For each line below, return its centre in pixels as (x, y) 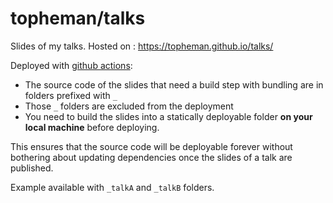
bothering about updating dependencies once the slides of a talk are (151, 157)
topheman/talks (78, 18)
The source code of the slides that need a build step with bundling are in (174, 84)
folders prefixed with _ (71, 95)
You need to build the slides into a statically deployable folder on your (168, 116)
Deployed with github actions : (71, 65)
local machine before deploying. (92, 127)
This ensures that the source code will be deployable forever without (151, 146)
